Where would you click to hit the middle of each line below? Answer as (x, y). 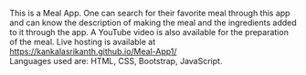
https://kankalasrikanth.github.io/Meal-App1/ (93, 52)
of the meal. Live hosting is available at (83, 42)
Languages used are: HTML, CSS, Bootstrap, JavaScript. (116, 61)
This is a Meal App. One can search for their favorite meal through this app (150, 13)
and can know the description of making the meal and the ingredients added (153, 23)
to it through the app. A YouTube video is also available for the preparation (149, 32)
